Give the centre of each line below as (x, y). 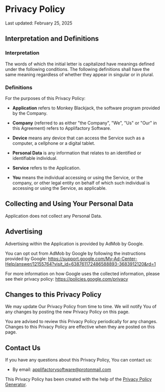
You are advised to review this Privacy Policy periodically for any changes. (81, 322)
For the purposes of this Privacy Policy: (45, 98)
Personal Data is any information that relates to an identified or (77, 153)
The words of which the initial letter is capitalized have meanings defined (80, 64)
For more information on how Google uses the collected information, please (82, 274)
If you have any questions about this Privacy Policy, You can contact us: (79, 360)
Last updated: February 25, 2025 (39, 23)
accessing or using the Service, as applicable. (59, 188)
